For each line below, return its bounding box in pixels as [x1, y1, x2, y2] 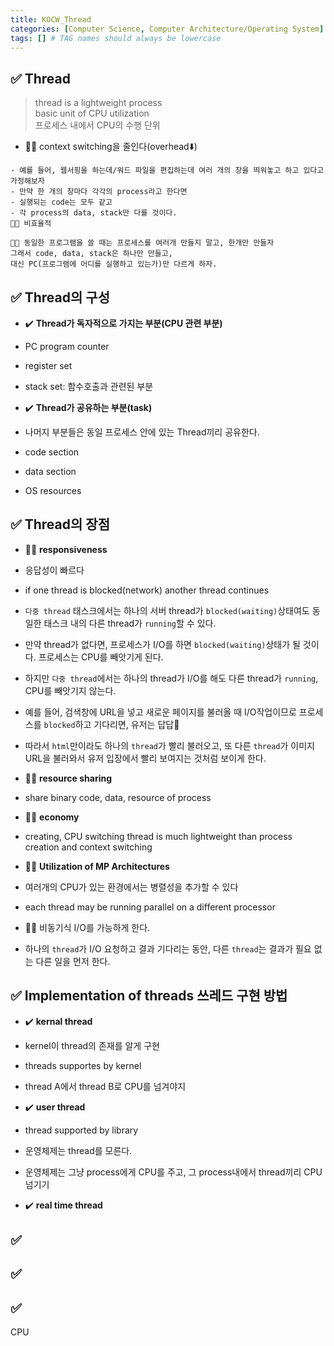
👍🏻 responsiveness [24, 543, 108, 555]
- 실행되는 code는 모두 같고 [10, 197, 113, 208]
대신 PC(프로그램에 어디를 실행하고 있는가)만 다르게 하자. [10, 259, 218, 270]
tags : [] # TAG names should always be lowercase [10, 33, 222, 43]
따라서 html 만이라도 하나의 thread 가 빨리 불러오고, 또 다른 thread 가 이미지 [24, 739, 315, 751]
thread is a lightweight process [34, 97, 163, 109]
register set [24, 360, 73, 371]
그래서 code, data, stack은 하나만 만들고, [10, 249, 173, 259]
